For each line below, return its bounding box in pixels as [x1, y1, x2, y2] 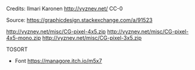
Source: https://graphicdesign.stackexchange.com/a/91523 [6, 17, 153, 23]
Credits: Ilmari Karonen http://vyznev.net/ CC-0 [6, 5, 123, 12]
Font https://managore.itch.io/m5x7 [14, 58, 102, 64]
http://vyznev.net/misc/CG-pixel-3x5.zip [42, 34, 142, 41]
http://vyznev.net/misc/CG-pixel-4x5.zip [6, 28, 106, 35]
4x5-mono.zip [6, 34, 41, 41]
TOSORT [6, 46, 28, 53]
